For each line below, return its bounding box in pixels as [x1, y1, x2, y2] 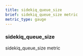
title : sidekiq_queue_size [5, 7, 62, 13]
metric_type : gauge [5, 17, 47, 22]
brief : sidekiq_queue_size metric [5, 12, 78, 17]
